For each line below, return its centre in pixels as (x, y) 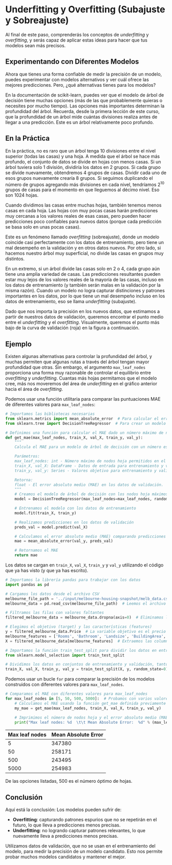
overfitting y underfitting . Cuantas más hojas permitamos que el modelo (81, 378)
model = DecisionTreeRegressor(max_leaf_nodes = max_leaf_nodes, (83, 499)
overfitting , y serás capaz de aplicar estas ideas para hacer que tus (76, 40)
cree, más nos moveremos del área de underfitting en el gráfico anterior (81, 384)
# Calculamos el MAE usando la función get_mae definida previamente (90, 703)
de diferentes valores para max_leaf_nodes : (50, 405)
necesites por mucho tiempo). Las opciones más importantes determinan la (85, 106)
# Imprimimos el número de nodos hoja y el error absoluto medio (86, 718)
